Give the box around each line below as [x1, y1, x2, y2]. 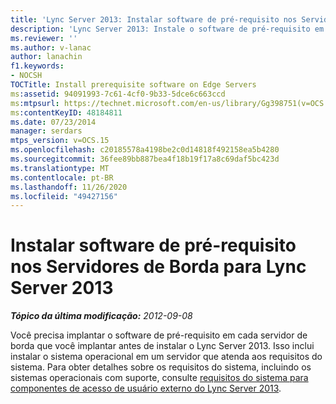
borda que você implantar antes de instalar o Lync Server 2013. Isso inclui [10, 340, 315, 352]
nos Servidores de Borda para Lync [10, 256, 307, 278]
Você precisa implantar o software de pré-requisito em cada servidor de [10, 329, 308, 341]
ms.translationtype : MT [10, 163, 110, 173]
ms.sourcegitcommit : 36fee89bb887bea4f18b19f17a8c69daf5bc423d [10, 154, 280, 164]
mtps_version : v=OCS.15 [10, 136, 110, 146]
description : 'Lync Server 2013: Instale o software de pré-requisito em [10, 24, 325, 34]
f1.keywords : [10, 61, 65, 71]
